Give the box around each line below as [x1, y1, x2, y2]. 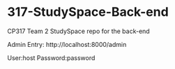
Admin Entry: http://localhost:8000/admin [7, 40, 127, 48]
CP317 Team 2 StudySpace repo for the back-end [7, 27, 150, 35]
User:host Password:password [7, 53, 96, 62]
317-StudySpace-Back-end [7, 4, 169, 20]
